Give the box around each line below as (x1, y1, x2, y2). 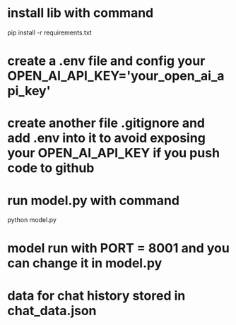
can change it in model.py (7, 255, 163, 271)
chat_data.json (7, 302, 97, 319)
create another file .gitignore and (7, 115, 206, 131)
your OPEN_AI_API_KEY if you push (7, 145, 220, 161)
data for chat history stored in (7, 288, 186, 304)
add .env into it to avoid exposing (7, 130, 206, 146)
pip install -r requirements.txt (7, 28, 92, 37)
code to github (7, 160, 95, 176)
